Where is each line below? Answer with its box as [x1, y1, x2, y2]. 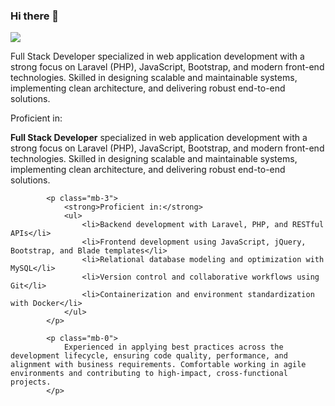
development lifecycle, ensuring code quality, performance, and [10, 351, 288, 361]
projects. [10, 377, 52, 388]
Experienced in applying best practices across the [63, 342, 284, 353]
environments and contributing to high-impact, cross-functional [10, 369, 288, 379]
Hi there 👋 [10, 9, 60, 23]
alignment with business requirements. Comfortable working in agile [10, 360, 307, 370]
